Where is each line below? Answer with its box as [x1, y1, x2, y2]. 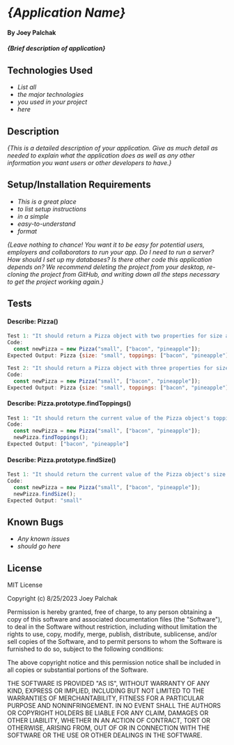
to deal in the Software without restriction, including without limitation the [7, 622, 217, 631]
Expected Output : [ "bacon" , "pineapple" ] [7, 440, 130, 447]
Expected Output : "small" [7, 497, 82, 504]
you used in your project [17, 98, 88, 106]
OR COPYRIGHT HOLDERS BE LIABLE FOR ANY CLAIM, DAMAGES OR [7, 709, 209, 717]
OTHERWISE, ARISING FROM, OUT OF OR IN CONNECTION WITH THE [7, 723, 210, 732]
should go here [17, 542, 61, 551]
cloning [7, 270, 29, 278]
